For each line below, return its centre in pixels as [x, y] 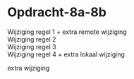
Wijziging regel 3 [32, 47]
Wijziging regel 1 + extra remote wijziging [67, 32]
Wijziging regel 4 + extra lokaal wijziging [66, 54]
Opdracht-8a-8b [57, 12]
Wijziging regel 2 [32, 39]
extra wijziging [29, 68]
